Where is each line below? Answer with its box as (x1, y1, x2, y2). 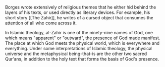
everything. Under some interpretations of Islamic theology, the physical (5, 46, 153, 51)
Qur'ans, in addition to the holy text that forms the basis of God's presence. (5, 56, 160, 62)
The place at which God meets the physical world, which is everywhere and (5, 40, 160, 46)
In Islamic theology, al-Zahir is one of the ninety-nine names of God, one (5, 30, 153, 35)
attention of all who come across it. (5, 20, 77, 26)
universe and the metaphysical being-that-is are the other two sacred (5, 51, 147, 57)
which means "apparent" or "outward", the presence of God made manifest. (5, 35, 161, 41)
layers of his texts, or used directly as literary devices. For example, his (5, 9, 150, 15)
